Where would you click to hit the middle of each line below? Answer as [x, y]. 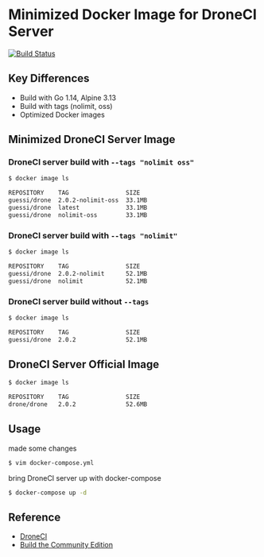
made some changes [43, 448]
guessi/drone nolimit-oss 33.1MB [78, 215]
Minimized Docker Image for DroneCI [132, 15]
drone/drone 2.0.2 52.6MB [78, 404]
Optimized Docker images [62, 114]
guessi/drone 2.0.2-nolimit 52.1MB [78, 273]
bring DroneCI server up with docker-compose [85, 478]
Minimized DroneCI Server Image [92, 139]
